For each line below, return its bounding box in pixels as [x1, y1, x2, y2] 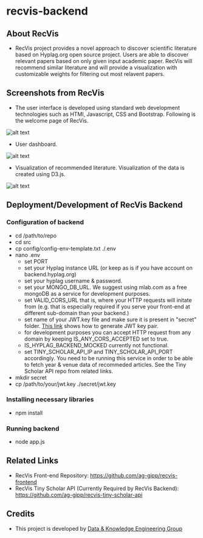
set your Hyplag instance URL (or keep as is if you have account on [24, 264, 193, 271]
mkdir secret [15, 373, 47, 381]
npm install [15, 409, 43, 417]
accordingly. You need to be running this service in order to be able [24, 354, 193, 362]
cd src [15, 238, 32, 245]
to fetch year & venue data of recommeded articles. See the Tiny [24, 361, 187, 368]
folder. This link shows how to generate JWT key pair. [24, 322, 159, 329]
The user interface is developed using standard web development [15, 104, 181, 111]
